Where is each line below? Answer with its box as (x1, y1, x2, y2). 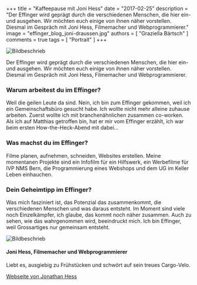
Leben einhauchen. (6, 171, 53, 178)
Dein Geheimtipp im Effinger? (6, 185, 92, 194)
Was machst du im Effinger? (6, 139, 88, 147)
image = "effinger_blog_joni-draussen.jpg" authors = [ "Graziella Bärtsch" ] (6, 30, 189, 37)
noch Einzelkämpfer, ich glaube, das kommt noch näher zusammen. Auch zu (6, 211, 192, 218)
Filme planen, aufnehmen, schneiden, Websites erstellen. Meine (6, 152, 161, 159)
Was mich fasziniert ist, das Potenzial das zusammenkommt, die (6, 199, 162, 206)
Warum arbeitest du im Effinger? (6, 86, 101, 94)
